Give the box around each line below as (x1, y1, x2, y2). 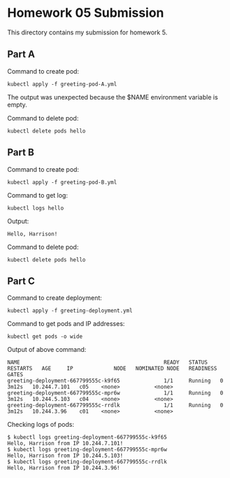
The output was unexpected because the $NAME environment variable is (7, 93, 218, 101)
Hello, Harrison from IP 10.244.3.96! (7, 465, 120, 472)
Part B (7, 146, 35, 158)
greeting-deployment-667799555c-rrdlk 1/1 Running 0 (7, 402, 224, 409)
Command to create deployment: (7, 294, 103, 302)
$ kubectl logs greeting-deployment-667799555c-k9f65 (7, 434, 168, 441)
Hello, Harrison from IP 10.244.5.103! (7, 452, 124, 460)
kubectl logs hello (7, 205, 64, 212)
